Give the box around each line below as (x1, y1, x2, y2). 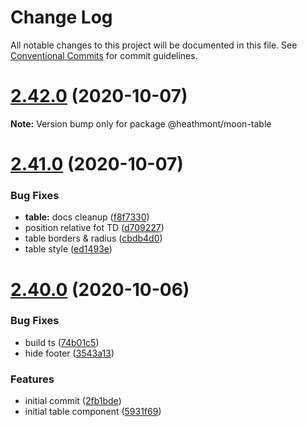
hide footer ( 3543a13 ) (24, 347, 115, 359)
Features (10, 372, 55, 386)
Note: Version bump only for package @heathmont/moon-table (10, 117, 272, 130)
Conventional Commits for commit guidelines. (10, 49, 198, 61)
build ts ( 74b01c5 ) (24, 336, 100, 348)
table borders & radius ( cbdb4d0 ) (24, 232, 163, 245)
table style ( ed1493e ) (24, 243, 113, 255)
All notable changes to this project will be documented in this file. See (10, 39, 298, 51)
